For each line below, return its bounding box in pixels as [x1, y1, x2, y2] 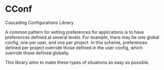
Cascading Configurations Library [5, 20, 74, 25]
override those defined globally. [5, 50, 70, 56]
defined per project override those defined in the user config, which [5, 45, 143, 50]
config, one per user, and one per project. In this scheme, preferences [5, 39, 148, 45]
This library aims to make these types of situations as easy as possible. [5, 59, 150, 65]
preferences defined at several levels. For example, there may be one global [5, 34, 160, 40]
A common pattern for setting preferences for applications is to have [5, 29, 144, 35]
